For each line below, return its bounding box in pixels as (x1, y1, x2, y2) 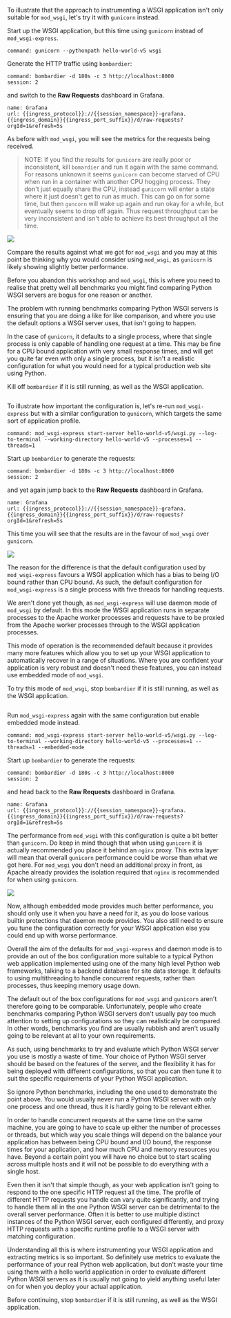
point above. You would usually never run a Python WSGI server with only (7, 1095, 217, 1103)
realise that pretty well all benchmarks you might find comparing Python (7, 284, 212, 291)
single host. (7, 1167, 40, 1175)
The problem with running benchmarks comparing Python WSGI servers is (7, 304, 219, 312)
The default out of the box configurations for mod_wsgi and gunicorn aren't (7, 995, 217, 1003)
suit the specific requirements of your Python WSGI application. (7, 1074, 188, 1082)
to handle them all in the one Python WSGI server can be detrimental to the (7, 1203, 221, 1211)
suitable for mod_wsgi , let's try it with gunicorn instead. (7, 13, 160, 21)
